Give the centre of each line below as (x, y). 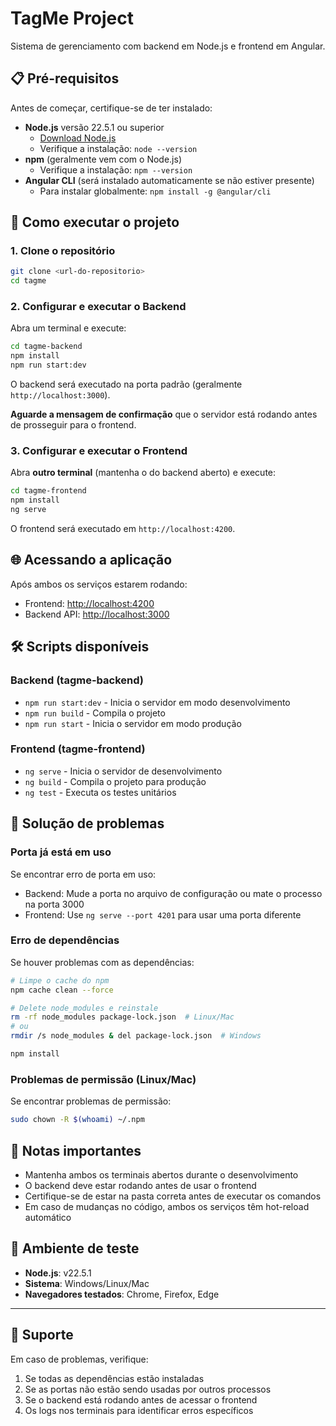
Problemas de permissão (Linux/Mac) (103, 1079)
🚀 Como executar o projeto (95, 222)
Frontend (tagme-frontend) (78, 749)
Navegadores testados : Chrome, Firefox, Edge (122, 1294)
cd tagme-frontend (48, 491)
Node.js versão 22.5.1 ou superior (94, 127)
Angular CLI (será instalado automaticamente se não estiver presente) (169, 180)
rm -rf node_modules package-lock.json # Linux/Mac (122, 1017)
